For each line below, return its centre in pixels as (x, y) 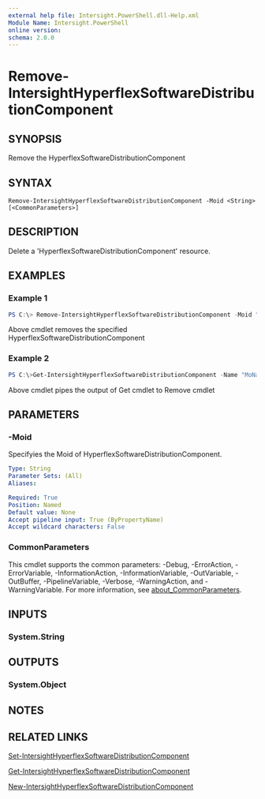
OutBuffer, (25, 581)
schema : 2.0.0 (32, 37)
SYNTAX (30, 183)
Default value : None (42, 512)
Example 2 (29, 358)
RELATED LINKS (48, 737)
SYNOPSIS (35, 139)
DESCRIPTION (43, 232)
